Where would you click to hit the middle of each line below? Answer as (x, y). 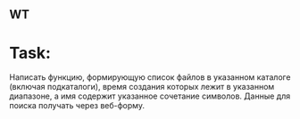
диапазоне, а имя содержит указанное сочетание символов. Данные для (150, 96)
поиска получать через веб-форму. (77, 106)
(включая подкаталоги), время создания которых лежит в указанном (142, 87)
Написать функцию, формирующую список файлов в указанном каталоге (150, 77)
